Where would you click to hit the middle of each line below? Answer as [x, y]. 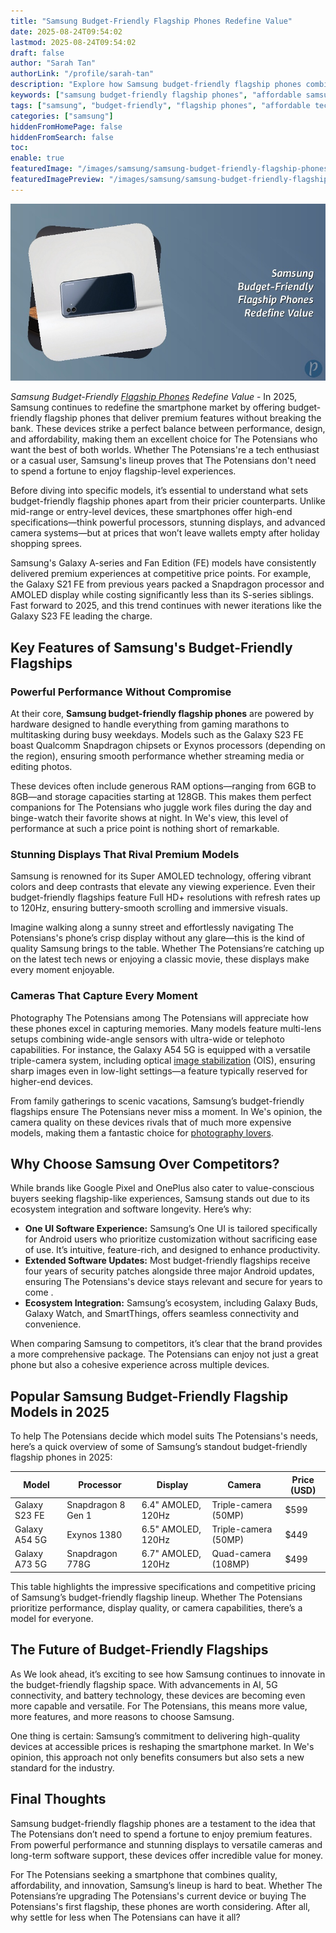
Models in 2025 [60, 1411]
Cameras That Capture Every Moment [104, 996]
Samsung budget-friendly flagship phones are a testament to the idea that [163, 1823]
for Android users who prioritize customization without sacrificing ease [171, 1239]
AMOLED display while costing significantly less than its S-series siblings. [162, 595]
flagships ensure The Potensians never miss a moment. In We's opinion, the [166, 1111]
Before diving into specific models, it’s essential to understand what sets [159, 491]
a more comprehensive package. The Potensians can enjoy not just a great [164, 1354]
